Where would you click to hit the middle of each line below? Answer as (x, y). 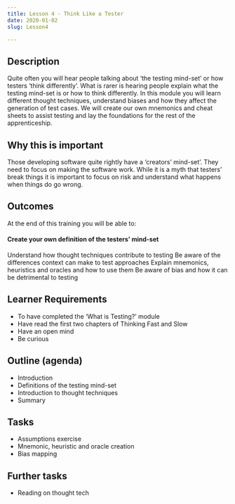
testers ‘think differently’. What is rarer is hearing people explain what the (113, 86)
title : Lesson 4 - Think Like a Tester (66, 14)
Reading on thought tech (53, 493)
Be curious (33, 338)
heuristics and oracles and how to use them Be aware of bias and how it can (117, 270)
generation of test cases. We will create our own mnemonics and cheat (110, 108)
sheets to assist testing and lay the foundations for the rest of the (101, 116)
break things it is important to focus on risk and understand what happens (114, 177)
